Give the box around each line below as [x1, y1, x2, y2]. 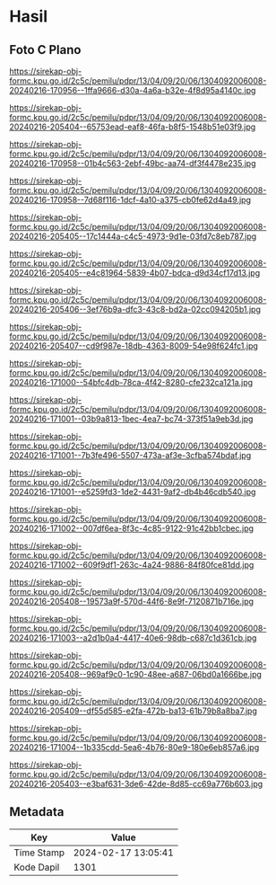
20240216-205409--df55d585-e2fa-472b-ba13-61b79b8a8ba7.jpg [9, 705, 257, 716]
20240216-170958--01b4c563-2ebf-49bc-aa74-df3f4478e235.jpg [9, 158, 257, 168]
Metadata [9, 804, 65, 819]
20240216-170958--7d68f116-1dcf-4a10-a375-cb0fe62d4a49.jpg [9, 195, 252, 205]
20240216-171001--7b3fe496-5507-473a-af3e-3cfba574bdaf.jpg [9, 450, 252, 460]
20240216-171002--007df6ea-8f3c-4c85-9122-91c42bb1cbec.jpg [9, 523, 254, 534]
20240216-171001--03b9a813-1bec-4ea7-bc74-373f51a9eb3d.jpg [9, 413, 254, 424]
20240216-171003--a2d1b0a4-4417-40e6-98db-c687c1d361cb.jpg [9, 633, 257, 643]
